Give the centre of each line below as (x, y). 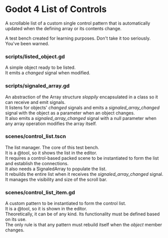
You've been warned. (27, 43)
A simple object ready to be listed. (41, 68)
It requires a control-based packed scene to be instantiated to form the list (82, 158)
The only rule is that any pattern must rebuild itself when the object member (83, 225)
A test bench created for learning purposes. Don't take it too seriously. (78, 38)
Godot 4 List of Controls (56, 9)
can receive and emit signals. (35, 102)
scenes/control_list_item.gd (40, 192)
